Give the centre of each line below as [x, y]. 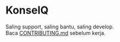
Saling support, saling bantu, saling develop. [60, 27]
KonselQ [27, 10]
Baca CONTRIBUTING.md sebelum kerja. [56, 33]
